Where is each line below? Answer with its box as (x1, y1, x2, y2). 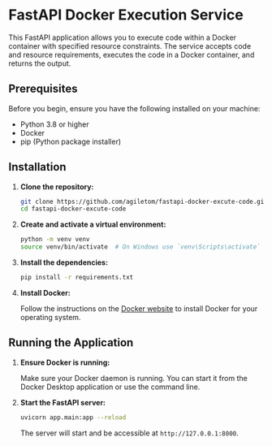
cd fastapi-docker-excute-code (19, 205, 127, 213)
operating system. (19, 312, 81, 322)
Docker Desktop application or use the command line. (19, 382, 201, 392)
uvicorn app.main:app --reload (19, 413, 127, 422)
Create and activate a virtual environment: (19, 219, 166, 229)
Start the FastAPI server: (19, 397, 106, 407)
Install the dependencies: (19, 258, 108, 267)
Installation (8, 160, 67, 174)
